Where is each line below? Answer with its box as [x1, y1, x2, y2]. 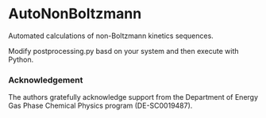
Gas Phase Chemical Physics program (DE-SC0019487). [8, 101, 193, 111]
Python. [8, 55, 34, 64]
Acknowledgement [8, 74, 83, 86]
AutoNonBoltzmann [8, 5, 142, 23]
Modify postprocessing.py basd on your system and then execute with [8, 46, 239, 55]
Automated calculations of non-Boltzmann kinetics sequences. [8, 31, 214, 40]
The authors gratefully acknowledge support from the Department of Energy [8, 93, 259, 102]
